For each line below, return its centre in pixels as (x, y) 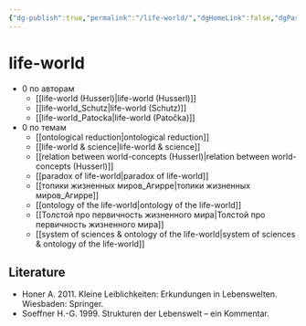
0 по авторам (48, 89)
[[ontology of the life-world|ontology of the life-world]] (138, 205)
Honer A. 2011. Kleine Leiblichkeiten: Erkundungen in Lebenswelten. (149, 294)
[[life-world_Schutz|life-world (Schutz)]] (111, 108)
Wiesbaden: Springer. (63, 304)
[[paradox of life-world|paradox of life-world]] (122, 175)
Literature (37, 272)
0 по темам (44, 127)
